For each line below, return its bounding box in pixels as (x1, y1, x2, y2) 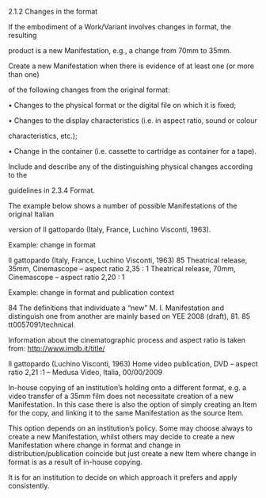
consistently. (8, 481, 50, 490)
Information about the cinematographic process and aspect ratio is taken (8, 335, 246, 344)
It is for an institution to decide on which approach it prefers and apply (8, 473, 237, 482)
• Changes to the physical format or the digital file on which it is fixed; (8, 101, 237, 109)
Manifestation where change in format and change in (8, 440, 181, 450)
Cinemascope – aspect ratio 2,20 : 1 (8, 273, 125, 282)
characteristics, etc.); (8, 131, 78, 140)
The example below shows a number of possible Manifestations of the (8, 201, 237, 210)
